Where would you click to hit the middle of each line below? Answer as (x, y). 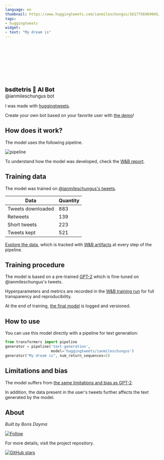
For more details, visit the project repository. (50, 443)
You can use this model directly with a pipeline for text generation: (72, 333)
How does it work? (34, 130)
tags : (10, 19)
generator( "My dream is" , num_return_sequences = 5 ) (58, 356)
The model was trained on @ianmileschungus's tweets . (61, 188)
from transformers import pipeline (41, 342)
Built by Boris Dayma (26, 424)
